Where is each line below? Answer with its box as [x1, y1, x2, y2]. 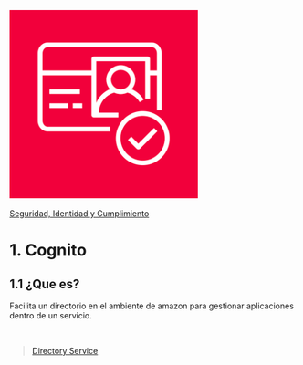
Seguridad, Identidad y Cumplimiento [9, 208, 150, 219]
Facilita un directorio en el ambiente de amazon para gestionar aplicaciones [9, 300, 295, 311]
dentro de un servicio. [9, 310, 93, 320]
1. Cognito [9, 240, 87, 261]
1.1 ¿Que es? [9, 276, 80, 292]
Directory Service [31, 346, 99, 356]
